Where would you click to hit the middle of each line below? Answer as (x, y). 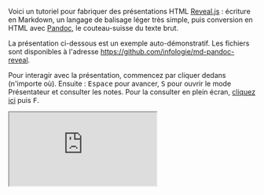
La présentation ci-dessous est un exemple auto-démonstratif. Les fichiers (129, 43)
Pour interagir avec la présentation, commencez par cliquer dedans (117, 75)
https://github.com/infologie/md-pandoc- (167, 52)
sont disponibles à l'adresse (53, 52)
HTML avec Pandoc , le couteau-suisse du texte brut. (93, 28)
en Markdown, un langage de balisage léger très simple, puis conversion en (130, 20)
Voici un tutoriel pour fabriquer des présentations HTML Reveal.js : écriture (130, 11)
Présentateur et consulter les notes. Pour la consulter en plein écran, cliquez (132, 92)
